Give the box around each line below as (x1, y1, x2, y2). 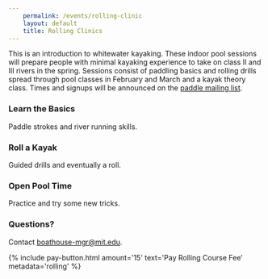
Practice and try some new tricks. (8, 198, 120, 208)
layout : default (23, 19, 78, 27)
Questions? (8, 219, 55, 230)
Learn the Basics (8, 103, 76, 115)
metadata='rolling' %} (8, 261, 82, 271)
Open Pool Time (8, 180, 73, 191)
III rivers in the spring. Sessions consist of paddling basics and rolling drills (8, 66, 257, 76)
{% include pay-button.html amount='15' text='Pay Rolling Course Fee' (8, 252, 244, 262)
